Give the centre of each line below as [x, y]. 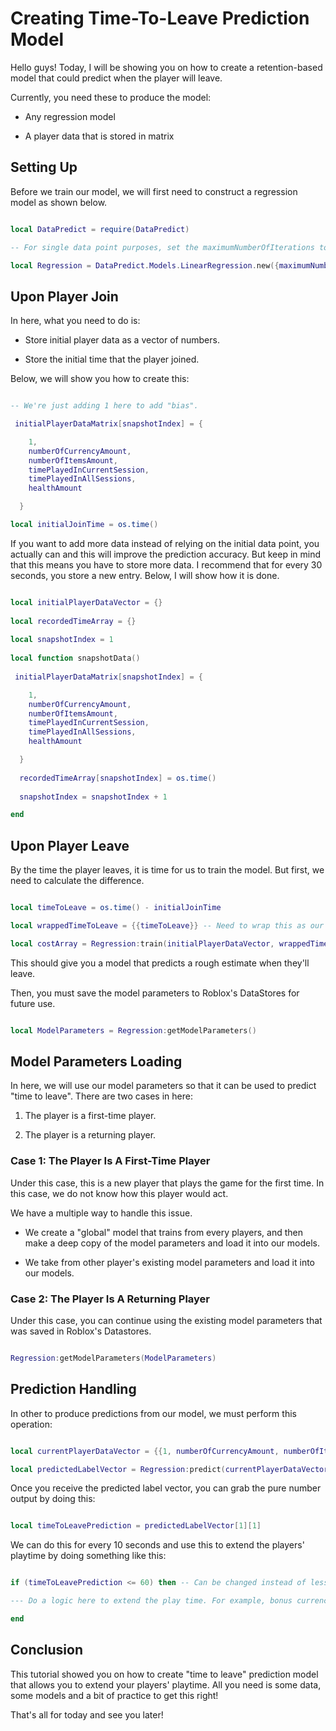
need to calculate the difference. [77, 881]
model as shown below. [59, 202]
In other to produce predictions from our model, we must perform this [153, 1413]
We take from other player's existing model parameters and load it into [169, 1262]
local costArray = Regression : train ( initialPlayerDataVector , [142, 943]
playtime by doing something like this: [88, 1556]
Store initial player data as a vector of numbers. [122, 340]
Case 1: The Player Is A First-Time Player [110, 1161]
